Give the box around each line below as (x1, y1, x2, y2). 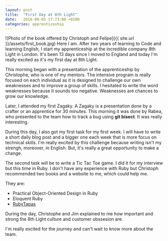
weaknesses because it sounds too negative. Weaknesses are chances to (5, 88, 158, 94)
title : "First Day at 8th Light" (5, 12, 78, 17)
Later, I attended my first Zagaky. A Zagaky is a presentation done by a (5, 103, 152, 109)
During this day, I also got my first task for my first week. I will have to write (5, 129, 161, 135)
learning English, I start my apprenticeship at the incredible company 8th (5, 46, 156, 52)
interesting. (5, 119, 29, 125)
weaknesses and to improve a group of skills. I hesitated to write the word (5, 83, 158, 89)
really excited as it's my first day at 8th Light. (5, 56, 98, 63)
